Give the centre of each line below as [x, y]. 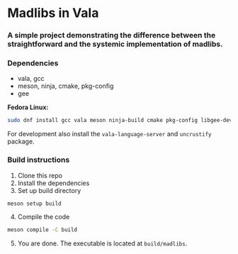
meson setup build [34, 204]
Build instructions [39, 160]
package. [21, 142]
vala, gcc [31, 79]
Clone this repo [40, 175]
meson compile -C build [42, 230]
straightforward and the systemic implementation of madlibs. [115, 44]
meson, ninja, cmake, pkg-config [66, 86]
